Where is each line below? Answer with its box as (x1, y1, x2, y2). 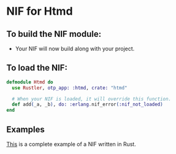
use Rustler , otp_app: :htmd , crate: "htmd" (12, 85, 128, 91)
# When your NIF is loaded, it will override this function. (12, 96, 172, 102)
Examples (6, 124, 45, 134)
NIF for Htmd (6, 4, 73, 18)
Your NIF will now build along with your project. (15, 45, 135, 52)
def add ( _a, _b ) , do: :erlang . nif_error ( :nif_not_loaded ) (12, 101, 164, 108)
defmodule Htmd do (6, 79, 53, 85)
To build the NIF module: (6, 29, 102, 39)
